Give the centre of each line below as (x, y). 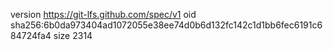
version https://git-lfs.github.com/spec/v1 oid (103, 14)
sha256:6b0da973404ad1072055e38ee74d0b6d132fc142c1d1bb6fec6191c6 (166, 25)
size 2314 (73, 35)
